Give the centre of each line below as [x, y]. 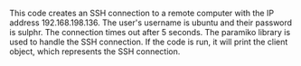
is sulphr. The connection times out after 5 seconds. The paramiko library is [150, 32]
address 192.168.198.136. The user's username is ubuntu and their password [150, 23]
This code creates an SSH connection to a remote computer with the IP [141, 13]
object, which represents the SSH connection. [95, 52]
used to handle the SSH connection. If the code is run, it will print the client [149, 42]
